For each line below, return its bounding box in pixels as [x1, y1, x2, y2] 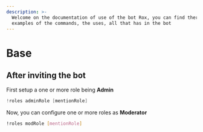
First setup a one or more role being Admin [6, 86, 114, 94]
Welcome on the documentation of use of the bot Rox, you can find [11, 15, 185, 21]
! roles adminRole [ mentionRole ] [6, 98, 88, 104]
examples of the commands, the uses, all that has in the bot [11, 20, 172, 26]
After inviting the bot [6, 70, 86, 81]
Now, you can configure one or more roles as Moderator [6, 109, 147, 116]
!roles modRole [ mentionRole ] [6, 120, 83, 127]
